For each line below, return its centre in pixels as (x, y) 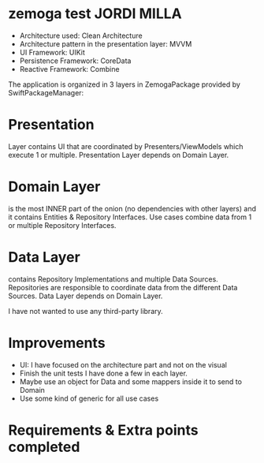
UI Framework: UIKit (52, 52)
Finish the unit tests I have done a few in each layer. (103, 373)
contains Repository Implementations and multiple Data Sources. (113, 279)
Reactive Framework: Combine (69, 69)
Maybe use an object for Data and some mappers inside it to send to (131, 381)
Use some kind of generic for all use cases (89, 398)
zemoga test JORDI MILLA (95, 14)
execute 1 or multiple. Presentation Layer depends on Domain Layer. (119, 155)
